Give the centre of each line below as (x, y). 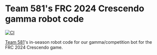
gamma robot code (45, 19)
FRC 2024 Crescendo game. (34, 47)
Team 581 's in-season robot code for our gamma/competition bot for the (79, 42)
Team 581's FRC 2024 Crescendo (75, 9)
